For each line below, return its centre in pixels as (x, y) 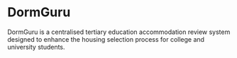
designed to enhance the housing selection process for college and (106, 39)
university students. (36, 47)
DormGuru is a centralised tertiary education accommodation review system (119, 32)
